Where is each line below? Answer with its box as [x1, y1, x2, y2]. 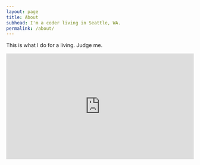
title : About [6, 14, 39, 20]
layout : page [6, 8, 39, 15]
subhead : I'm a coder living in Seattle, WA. [6, 20, 121, 26]
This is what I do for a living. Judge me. [6, 42, 103, 49]
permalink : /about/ [6, 25, 55, 32]
